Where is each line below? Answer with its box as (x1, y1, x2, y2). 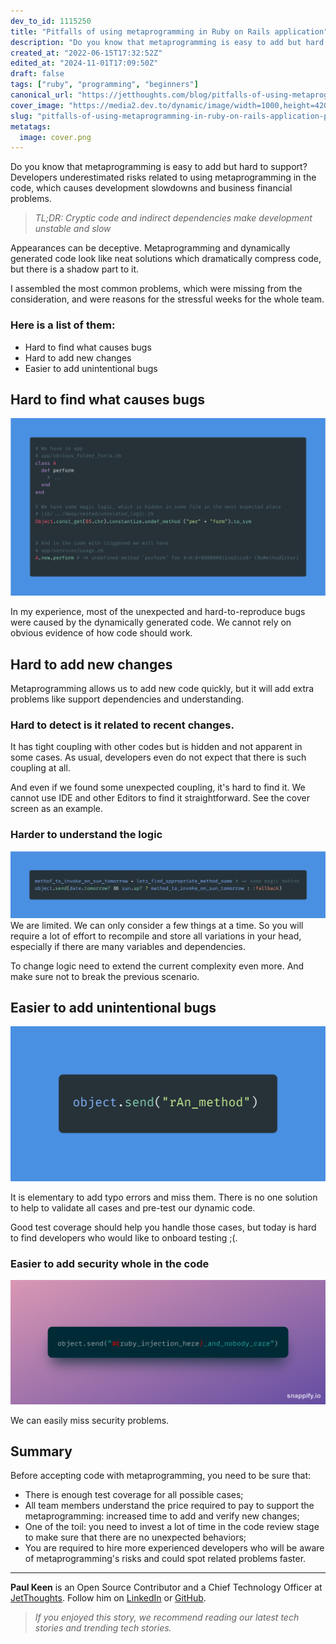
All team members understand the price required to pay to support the (24, 1500, 315, 1512)
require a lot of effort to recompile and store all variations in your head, (10, 930, 302, 942)
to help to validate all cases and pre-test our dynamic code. (10, 1201, 256, 1214)
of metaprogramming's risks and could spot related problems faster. (24, 1553, 307, 1565)
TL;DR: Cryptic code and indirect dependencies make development (34, 212, 313, 224)
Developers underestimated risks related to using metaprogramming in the (10, 171, 317, 184)
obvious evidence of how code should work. (10, 627, 193, 639)
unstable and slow (34, 223, 112, 235)
